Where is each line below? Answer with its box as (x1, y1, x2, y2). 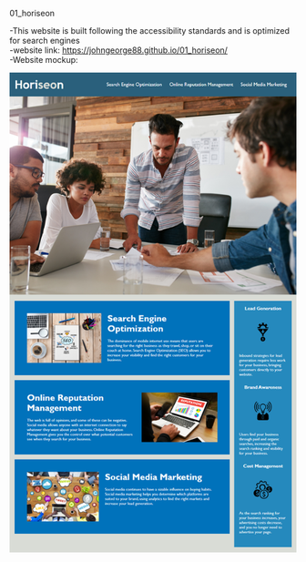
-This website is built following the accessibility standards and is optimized (9, 26, 290, 36)
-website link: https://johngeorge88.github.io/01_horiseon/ (9, 45, 228, 56)
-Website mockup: (9, 55, 79, 65)
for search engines (9, 36, 80, 46)
